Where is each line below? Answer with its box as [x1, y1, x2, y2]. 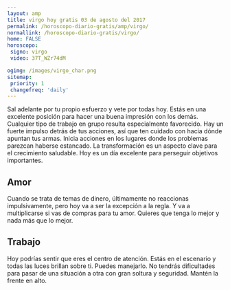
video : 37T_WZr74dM [10, 55, 67, 62]
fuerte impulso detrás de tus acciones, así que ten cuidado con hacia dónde [7, 127, 222, 135]
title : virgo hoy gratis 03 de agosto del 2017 [7, 16, 146, 23]
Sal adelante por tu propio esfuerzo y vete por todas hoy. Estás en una [7, 105, 207, 113]
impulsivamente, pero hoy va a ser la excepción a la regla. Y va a [7, 202, 191, 210]
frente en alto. [7, 276, 47, 285]
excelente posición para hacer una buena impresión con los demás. [7, 113, 198, 121]
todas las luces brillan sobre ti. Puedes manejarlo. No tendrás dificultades [7, 262, 216, 270]
